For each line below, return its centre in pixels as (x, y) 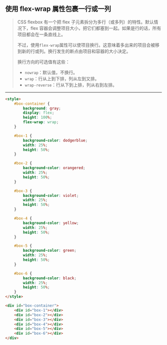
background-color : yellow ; (51, 223)
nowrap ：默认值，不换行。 (51, 72)
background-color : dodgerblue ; (55, 140)
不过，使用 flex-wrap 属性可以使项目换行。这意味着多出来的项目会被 (86, 45)
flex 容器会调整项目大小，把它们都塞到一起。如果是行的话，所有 (96, 28)
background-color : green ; (50, 251)
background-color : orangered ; (54, 168)
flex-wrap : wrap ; (41, 122)
